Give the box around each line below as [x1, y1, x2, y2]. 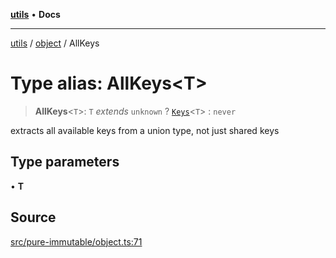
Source [10, 209, 57, 226]
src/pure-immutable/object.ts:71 [10, 235, 143, 248]
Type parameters [10, 154, 120, 171]
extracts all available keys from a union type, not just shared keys [10, 124, 280, 136]
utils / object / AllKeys [10, 37, 100, 49]
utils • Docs [10, 9, 61, 20]
